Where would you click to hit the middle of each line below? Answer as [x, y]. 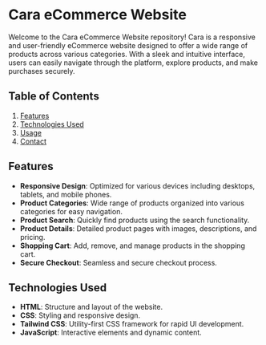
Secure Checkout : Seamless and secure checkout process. [119, 262]
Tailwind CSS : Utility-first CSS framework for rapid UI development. [132, 324]
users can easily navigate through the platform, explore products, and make [133, 63]
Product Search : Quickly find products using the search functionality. [135, 220]
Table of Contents [54, 97]
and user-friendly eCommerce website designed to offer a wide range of [128, 45]
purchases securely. [42, 71]
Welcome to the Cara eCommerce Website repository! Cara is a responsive [132, 37]
